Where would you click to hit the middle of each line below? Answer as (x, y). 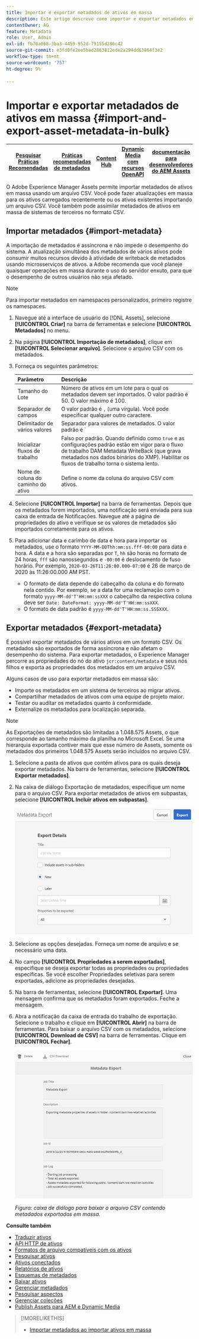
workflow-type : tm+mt (33, 57)
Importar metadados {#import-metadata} (84, 231)
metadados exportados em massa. (57, 1214)
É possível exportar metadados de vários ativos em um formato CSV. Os (94, 642)
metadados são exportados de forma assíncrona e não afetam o (84, 648)
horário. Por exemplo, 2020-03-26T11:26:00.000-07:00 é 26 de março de (102, 566)
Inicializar (29, 444)
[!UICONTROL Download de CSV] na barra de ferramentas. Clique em (100, 1035)
